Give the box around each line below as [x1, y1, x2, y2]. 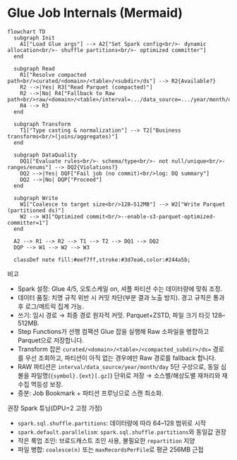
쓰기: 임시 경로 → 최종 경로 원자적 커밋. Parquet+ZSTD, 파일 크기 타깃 [17, 311, 210, 319]
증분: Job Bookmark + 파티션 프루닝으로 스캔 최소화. [17, 389, 164, 397]
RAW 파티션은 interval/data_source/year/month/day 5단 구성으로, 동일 [17, 362, 219, 371]
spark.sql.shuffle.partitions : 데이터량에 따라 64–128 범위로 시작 [17, 418, 207, 427]
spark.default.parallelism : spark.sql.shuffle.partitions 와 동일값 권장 [17, 428, 227, 436]
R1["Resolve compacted [20, 71, 87, 78]
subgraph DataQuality [13, 151, 78, 158]
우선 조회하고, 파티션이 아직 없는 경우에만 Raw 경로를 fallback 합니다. [25, 354, 217, 362]
